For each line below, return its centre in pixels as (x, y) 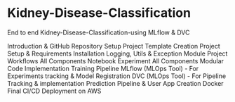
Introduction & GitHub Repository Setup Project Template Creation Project (114, 46)
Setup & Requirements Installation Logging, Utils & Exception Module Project (117, 53)
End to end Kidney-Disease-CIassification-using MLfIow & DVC (99, 32)
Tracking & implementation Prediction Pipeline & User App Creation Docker (115, 83)
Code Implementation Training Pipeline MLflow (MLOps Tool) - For (103, 68)
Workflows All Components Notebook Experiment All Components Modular (116, 60)
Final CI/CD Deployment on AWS (54, 91)
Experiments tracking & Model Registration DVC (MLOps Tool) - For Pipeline (117, 76)
